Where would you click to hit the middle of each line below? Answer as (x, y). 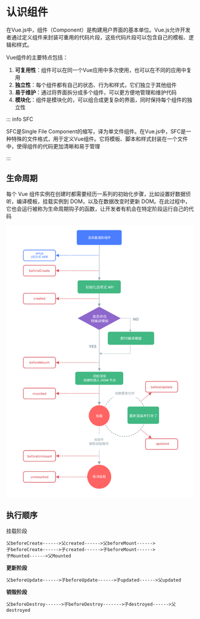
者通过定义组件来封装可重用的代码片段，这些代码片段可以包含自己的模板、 (97, 37)
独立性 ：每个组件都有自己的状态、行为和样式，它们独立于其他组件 (96, 85)
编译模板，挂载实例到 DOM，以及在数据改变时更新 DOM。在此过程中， (103, 201)
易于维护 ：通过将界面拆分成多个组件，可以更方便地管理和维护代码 (96, 92)
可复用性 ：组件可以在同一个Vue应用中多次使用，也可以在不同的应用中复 (103, 70)
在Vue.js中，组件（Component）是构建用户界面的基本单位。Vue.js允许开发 (98, 30)
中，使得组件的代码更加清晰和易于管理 (53, 146)
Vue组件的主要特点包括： (37, 57)
